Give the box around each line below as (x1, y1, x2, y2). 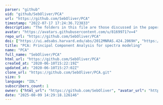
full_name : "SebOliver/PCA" (5, 52, 62, 57)
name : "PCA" (5, 47, 29, 52)
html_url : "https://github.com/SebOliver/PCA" (5, 57, 101, 61)
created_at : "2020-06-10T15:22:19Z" (5, 61, 79, 66)
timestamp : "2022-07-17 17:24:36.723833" (5, 20, 90, 26)
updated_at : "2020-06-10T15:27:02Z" (5, 66, 79, 71)
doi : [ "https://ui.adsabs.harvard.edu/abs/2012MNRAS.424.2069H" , (5, 39, 140, 44)
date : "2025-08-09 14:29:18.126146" (5, 92, 79, 97)
